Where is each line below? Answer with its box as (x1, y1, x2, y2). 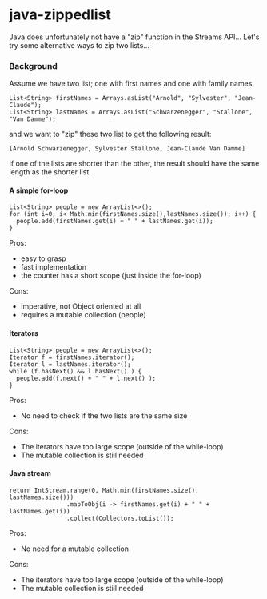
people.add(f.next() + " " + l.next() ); (16, 374, 157, 382)
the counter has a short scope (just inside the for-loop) (20, 270, 202, 281)
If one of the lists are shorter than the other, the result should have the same (9, 158, 260, 169)
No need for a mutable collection (20, 544, 130, 553)
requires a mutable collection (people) (20, 310, 146, 320)
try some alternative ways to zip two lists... (9, 40, 150, 50)
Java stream (9, 469, 51, 478)
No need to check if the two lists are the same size (20, 410, 188, 421)
